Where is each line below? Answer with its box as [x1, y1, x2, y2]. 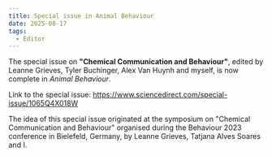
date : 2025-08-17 [8, 19, 67, 28]
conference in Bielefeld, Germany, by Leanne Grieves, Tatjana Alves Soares [8, 132, 261, 141]
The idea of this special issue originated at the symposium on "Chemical [8, 115, 251, 124]
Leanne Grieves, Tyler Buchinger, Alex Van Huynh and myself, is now [8, 66, 240, 76]
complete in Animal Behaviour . [8, 74, 111, 84]
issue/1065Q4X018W [8, 98, 79, 108]
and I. [8, 140, 28, 150]
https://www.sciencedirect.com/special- [93, 90, 228, 100]
